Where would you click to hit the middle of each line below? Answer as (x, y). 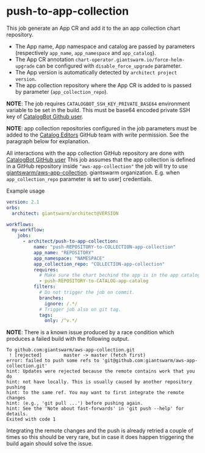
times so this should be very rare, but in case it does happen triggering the (100, 437)
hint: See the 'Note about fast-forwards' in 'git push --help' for (95, 409)
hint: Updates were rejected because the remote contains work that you (101, 371)
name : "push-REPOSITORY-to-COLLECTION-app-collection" (104, 247)
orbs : (13, 208)
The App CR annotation (45, 59)
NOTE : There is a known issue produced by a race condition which (90, 332)
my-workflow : (28, 230)
